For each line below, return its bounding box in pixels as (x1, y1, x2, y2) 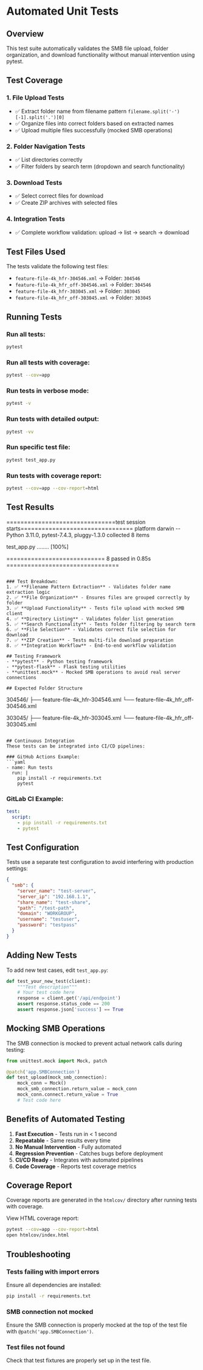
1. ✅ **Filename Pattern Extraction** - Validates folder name (6, 583, 171, 590)
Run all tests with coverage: (6, 358, 90, 366)
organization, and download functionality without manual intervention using (6, 51, 195, 59)
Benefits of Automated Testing (6, 1114, 125, 1124)
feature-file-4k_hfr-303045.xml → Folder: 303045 (15, 288, 141, 295)
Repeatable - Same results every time (15, 1136, 111, 1144)
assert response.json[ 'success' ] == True (17, 1007, 123, 1013)
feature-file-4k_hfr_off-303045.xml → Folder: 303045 (15, 294, 151, 301)
